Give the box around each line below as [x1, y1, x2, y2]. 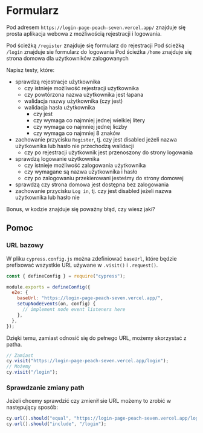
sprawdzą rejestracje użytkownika [14, 78, 101, 85]
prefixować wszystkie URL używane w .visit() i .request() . [6, 261, 158, 269]
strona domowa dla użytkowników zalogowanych [6, 54, 129, 62]
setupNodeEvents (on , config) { [17, 301, 96, 307]
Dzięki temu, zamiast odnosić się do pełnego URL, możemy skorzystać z [6, 334, 187, 342]
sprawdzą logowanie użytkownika [14, 155, 100, 162]
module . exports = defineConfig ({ [6, 284, 91, 290]
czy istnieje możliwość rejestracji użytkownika [24, 84, 139, 91]
